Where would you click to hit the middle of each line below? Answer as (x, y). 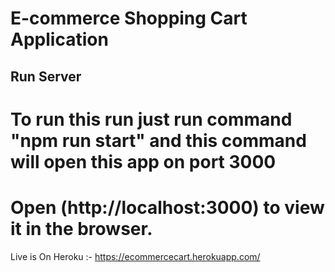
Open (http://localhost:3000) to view (167, 207)
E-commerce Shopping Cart (129, 18)
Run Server (46, 76)
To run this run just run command (151, 119)
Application (59, 39)
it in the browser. (81, 228)
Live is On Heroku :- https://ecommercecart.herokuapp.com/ (135, 256)
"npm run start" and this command (158, 140)
